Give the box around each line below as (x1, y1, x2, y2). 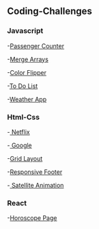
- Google (7, 141, 32, 149)
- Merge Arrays (7, 55, 49, 63)
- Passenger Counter (7, 41, 65, 50)
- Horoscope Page (7, 214, 57, 222)
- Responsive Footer (7, 168, 63, 176)
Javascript (7, 26, 44, 36)
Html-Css (7, 112, 40, 122)
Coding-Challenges (7, 6, 92, 17)
